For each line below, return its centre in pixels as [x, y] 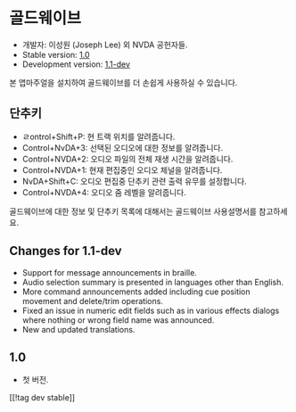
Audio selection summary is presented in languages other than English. [152, 282]
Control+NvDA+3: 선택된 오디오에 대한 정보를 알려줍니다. [123, 147]
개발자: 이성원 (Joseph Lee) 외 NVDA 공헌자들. [105, 45]
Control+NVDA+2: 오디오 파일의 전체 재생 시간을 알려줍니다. [127, 159]
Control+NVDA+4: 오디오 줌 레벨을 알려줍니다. [104, 192]
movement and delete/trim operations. [92, 301]
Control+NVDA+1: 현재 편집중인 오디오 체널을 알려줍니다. [122, 169]
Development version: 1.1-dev [76, 64]
